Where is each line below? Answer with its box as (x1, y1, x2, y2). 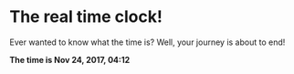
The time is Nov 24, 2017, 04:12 (9, 54, 131, 65)
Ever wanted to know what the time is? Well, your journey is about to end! (9, 37, 286, 48)
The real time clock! (9, 6, 163, 27)
